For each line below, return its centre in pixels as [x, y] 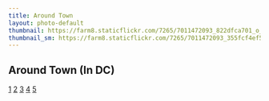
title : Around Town [41, 16]
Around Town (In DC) [62, 70]
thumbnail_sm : [32, 38]
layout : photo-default [46, 23]
